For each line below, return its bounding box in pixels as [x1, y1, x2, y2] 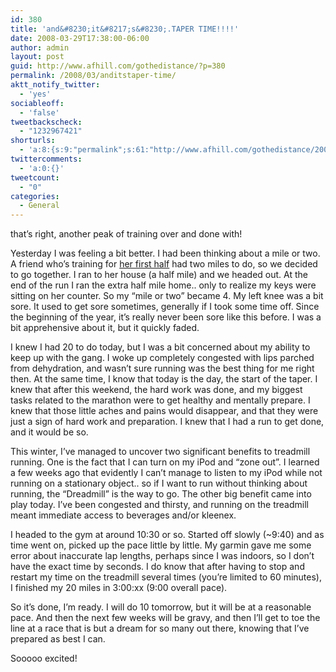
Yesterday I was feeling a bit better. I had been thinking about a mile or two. [10, 247, 321, 260]
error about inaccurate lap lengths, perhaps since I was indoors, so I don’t [10, 550, 315, 562]
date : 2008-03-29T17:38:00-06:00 [10, 33, 150, 43]
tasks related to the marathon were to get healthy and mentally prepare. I [10, 394, 311, 406]
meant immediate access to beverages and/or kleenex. [10, 509, 237, 521]
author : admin [10, 42, 70, 53]
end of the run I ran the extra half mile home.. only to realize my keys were [10, 279, 317, 291]
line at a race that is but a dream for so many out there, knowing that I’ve [10, 622, 310, 635]
